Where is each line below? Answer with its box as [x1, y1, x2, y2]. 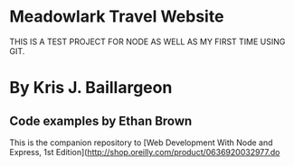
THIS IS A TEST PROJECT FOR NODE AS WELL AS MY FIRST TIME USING [9, 36, 286, 47]
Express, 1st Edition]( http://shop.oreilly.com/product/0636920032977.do [9, 146, 280, 157]
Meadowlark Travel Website [9, 6, 224, 27]
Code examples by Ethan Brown [9, 113, 193, 128]
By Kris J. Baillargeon [9, 78, 173, 98]
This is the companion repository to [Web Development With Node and [9, 137, 273, 148]
